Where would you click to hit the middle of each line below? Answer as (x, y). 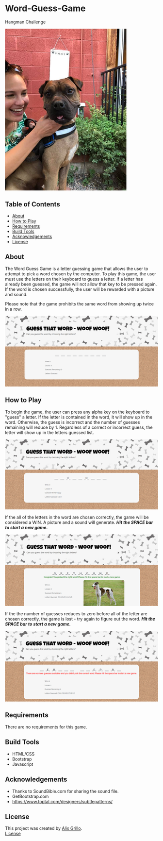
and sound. (16, 294)
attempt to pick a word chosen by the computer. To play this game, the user (81, 274)
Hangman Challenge (25, 22)
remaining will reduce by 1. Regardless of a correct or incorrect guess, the (79, 427)
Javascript (23, 764)
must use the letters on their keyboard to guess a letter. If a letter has (74, 279)
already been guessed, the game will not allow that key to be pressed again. (81, 284)
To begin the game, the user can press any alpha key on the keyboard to (77, 412)
